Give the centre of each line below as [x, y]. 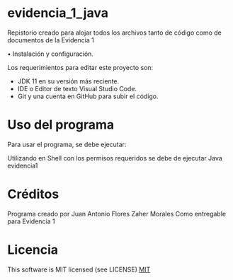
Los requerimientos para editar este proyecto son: [80, 67]
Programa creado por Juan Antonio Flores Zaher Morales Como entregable [117, 214]
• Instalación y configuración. [51, 54]
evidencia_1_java [58, 13]
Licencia [33, 250]
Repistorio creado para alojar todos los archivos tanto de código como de [114, 33]
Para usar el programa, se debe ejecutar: [67, 144]
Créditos [33, 194]
